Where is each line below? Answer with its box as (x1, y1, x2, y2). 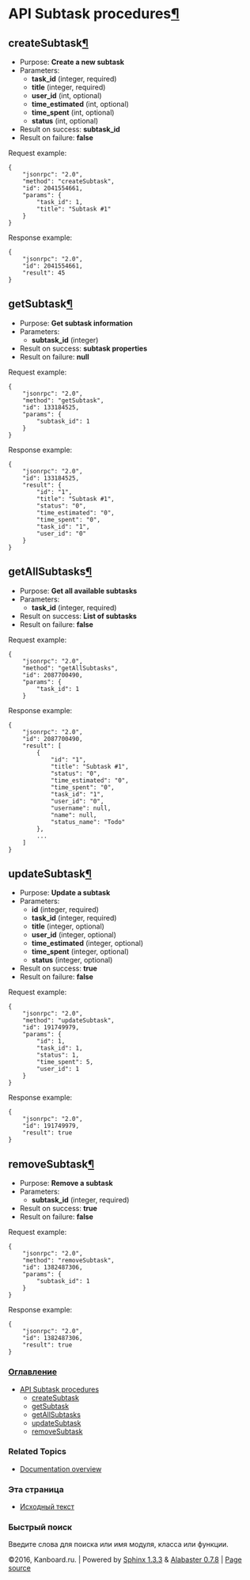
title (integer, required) (31, 82, 106, 92)
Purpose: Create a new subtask (19, 57, 125, 66)
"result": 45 (22, 269, 66, 277)
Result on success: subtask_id (19, 124, 120, 134)
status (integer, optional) (31, 955, 113, 965)
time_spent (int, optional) (31, 108, 115, 117)
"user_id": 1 (36, 1065, 80, 1073)
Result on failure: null (19, 351, 89, 361)
